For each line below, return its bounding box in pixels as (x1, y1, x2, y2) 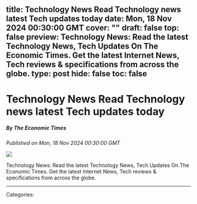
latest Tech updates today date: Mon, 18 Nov (6, 14, 172, 24)
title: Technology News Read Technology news (6, 5, 182, 15)
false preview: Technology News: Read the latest (6, 32, 189, 42)
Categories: (6, 191, 35, 198)
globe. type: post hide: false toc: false (6, 69, 148, 79)
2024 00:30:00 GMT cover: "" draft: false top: (6, 23, 179, 33)
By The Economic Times (6, 124, 66, 131)
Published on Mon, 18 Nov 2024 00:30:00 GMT (6, 139, 121, 146)
